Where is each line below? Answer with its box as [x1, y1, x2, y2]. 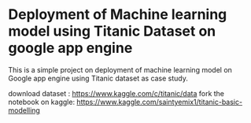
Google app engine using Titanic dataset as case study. [8, 73, 189, 83]
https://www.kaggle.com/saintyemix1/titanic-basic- [76, 97, 242, 106]
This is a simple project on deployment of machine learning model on [8, 65, 232, 74]
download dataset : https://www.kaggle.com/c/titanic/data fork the [8, 88, 225, 98]
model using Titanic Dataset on [8, 22, 216, 40]
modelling [8, 105, 41, 115]
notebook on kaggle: [8, 97, 76, 106]
